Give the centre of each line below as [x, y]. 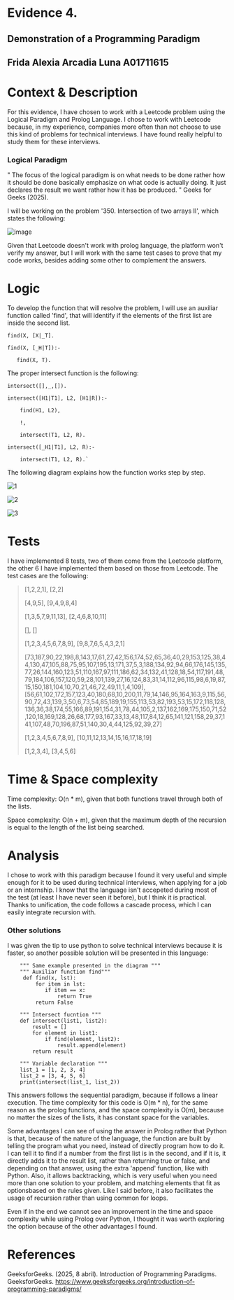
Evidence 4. [43, 13]
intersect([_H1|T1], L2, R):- [51, 447]
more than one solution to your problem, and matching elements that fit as [114, 1183]
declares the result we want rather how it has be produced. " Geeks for [109, 190]
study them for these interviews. [54, 141]
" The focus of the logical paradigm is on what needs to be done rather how [116, 175]
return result [53, 1051]
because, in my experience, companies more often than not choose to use [114, 127]
